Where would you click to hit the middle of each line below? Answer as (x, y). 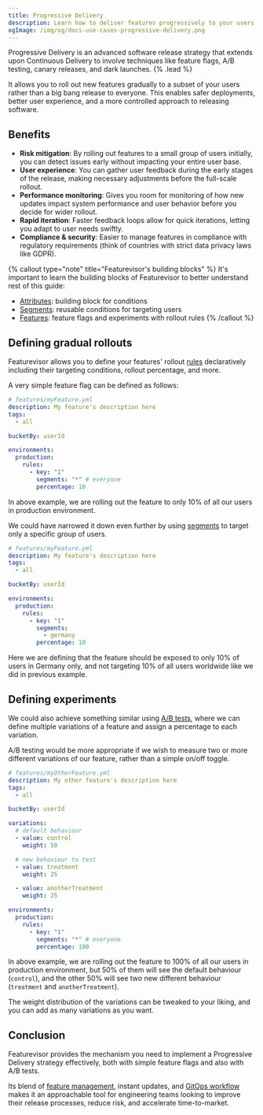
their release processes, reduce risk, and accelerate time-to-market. (119, 1103)
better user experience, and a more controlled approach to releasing (119, 101)
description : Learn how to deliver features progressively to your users (131, 23)
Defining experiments (62, 699)
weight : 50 (40, 845)
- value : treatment (47, 867)
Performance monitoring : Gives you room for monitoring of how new (132, 195)
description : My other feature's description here (93, 780)
